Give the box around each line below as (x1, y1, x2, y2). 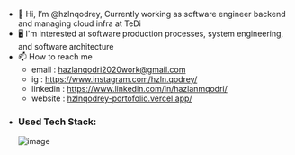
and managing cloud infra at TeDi (17, 18, 141, 29)
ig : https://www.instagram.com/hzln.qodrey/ (31, 74, 198, 85)
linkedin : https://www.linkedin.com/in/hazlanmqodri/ (31, 84, 228, 94)
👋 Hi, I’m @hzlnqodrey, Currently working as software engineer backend (17, 9, 286, 19)
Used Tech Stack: (17, 115, 97, 128)
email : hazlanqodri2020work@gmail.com (31, 64, 186, 75)
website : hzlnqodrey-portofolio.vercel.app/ (31, 93, 192, 104)
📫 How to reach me (17, 51, 93, 62)
